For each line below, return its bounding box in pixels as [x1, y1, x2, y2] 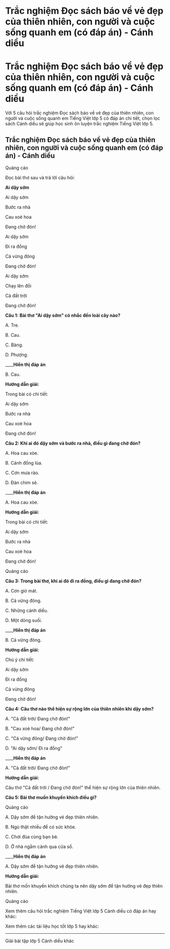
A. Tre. [5, 322, 19, 328]
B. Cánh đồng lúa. [5, 460, 43, 466]
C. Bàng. [5, 342, 24, 348]
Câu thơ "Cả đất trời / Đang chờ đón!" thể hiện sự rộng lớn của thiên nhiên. [5, 784, 161, 791]
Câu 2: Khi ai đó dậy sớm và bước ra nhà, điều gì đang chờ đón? [5, 440, 141, 446]
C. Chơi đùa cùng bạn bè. [5, 833, 59, 840]
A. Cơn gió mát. [5, 587, 38, 594]
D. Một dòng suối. [5, 617, 42, 623]
